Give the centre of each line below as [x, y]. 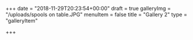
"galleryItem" [22, 21]
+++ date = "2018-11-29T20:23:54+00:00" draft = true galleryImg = [88, 8]
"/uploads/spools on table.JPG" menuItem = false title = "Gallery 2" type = [96, 14]
